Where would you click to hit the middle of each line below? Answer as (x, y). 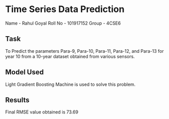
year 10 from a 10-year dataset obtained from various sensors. (70, 56)
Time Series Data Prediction (65, 9)
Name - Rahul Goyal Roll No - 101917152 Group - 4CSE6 (63, 23)
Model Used (24, 72)
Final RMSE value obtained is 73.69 (42, 112)
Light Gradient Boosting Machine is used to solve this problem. (70, 84)
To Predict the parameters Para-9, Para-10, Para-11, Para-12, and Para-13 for (84, 51)
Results (17, 100)
